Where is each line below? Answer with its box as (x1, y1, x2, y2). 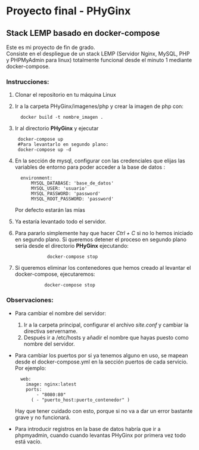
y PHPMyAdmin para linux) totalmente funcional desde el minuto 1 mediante (6, 57, 192, 63)
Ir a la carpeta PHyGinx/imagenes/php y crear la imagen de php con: (14, 103, 184, 110)
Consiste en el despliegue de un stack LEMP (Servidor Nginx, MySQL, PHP (6, 50, 190, 57)
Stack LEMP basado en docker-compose (6, 28, 160, 38)
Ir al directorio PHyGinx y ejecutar (14, 125, 99, 132)
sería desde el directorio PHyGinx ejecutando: (14, 242, 129, 249)
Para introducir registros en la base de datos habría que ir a (14, 425, 161, 432)
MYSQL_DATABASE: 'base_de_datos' (30, 180, 114, 186)
